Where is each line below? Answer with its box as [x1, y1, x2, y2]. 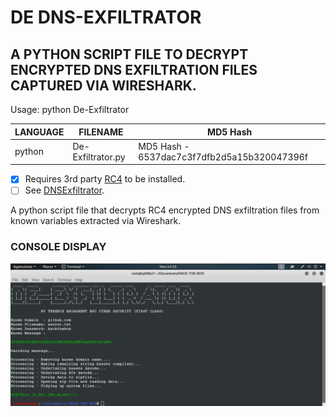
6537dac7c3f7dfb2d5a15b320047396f [138, 151, 308, 163]
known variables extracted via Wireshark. [10, 215, 182, 227]
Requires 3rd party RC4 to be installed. [24, 173, 186, 185]
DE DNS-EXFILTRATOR [10, 6, 202, 29]
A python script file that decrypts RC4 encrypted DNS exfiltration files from [10, 204, 320, 216]
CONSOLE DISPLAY [10, 240, 107, 254]
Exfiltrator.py [72, 151, 126, 163]
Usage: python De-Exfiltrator [10, 104, 130, 115]
